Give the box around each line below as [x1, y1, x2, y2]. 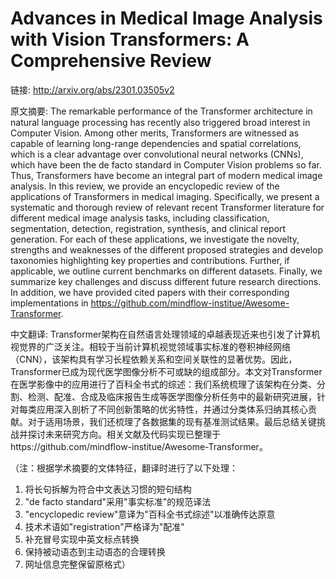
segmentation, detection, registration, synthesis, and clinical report [10, 222, 287, 234]
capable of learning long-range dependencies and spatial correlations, [10, 137, 302, 149]
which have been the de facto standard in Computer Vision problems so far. [10, 158, 322, 171]
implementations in [10, 297, 89, 309]
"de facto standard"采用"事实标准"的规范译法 [24, 495, 212, 507]
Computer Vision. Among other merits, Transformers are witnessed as [10, 127, 300, 139]
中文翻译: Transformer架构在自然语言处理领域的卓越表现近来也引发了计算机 [10, 328, 321, 340]
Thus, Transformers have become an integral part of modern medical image [10, 169, 323, 181]
